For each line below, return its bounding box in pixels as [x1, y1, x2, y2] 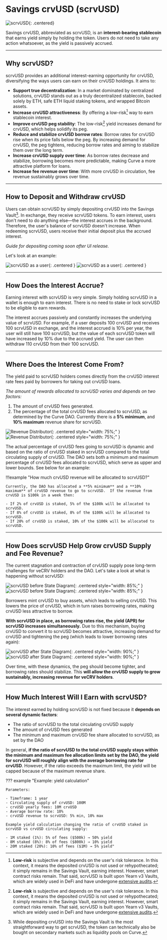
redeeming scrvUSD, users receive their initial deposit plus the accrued [5, 228, 151, 234]
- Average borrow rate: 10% [5, 809, 64, 814]
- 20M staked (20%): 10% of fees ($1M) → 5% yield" [5, 843, 114, 849]
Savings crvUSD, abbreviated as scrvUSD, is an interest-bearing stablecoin [5, 29, 162, 35]
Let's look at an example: [5, 252, 57, 258]
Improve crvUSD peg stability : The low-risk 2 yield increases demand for [12, 120, 162, 127]
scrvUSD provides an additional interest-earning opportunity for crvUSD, [5, 72, 154, 78]
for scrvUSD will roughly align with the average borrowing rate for [5, 757, 144, 763]
